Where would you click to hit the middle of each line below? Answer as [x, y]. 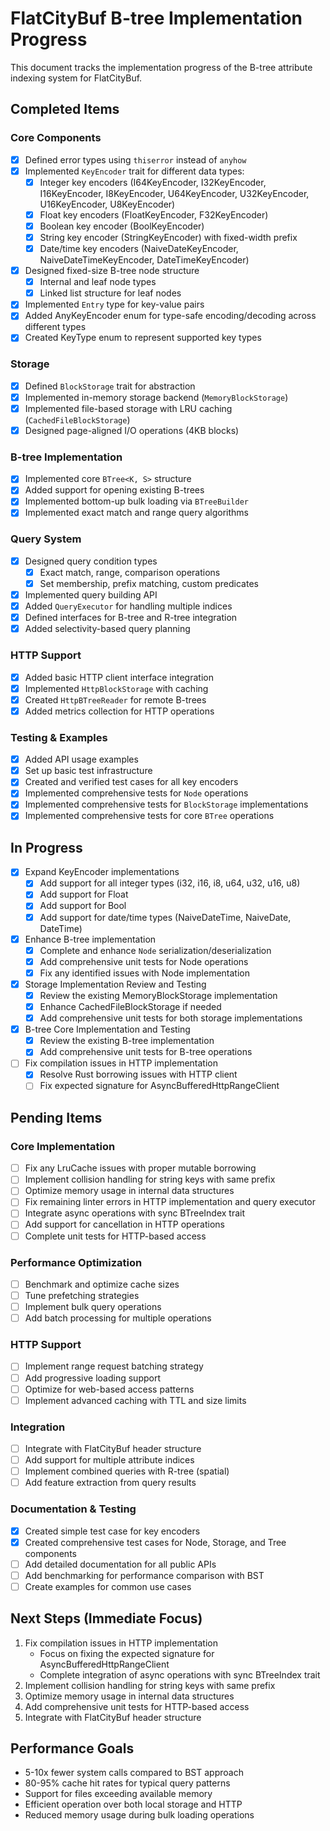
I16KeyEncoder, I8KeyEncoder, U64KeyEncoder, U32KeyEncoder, [174, 193]
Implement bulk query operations [93, 1307]
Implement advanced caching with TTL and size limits [135, 1400]
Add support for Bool [83, 906]
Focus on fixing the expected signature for [127, 1653]
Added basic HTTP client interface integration [119, 677]
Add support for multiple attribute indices [109, 1460]
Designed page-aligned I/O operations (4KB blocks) [132, 430]
